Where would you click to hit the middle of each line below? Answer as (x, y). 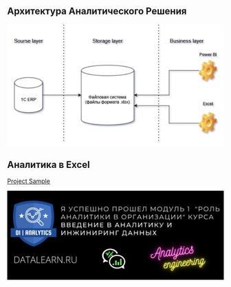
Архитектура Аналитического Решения (97, 11)
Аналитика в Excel (49, 164)
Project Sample (29, 181)
